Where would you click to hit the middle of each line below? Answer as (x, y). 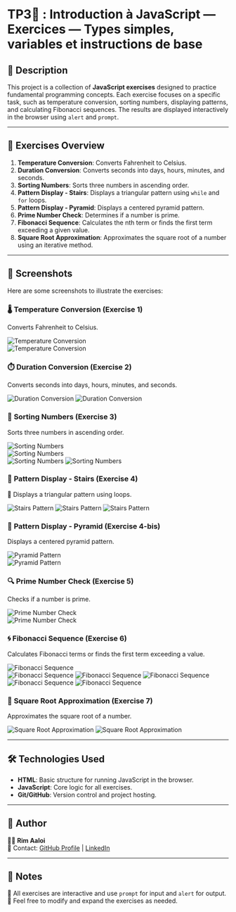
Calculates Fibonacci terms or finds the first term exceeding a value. (106, 654)
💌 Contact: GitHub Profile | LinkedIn (59, 848)
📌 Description (38, 70)
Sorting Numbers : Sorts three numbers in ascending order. (103, 185)
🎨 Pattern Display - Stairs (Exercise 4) (73, 479)
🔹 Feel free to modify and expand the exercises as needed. (92, 901)
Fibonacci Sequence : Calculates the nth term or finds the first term (115, 222)
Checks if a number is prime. (49, 599)
